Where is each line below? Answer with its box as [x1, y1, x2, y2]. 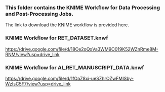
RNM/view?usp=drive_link [5, 51, 60, 57]
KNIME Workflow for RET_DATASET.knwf [5, 34, 108, 41]
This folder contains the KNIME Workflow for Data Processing [5, 4, 160, 11]
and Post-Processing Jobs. [5, 10, 73, 17]
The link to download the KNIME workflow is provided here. [5, 22, 129, 28]
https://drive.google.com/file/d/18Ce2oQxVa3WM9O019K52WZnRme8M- [5, 46, 158, 52]
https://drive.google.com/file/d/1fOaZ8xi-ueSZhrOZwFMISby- [5, 75, 134, 81]
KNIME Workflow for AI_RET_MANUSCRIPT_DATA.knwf [5, 64, 144, 71]
